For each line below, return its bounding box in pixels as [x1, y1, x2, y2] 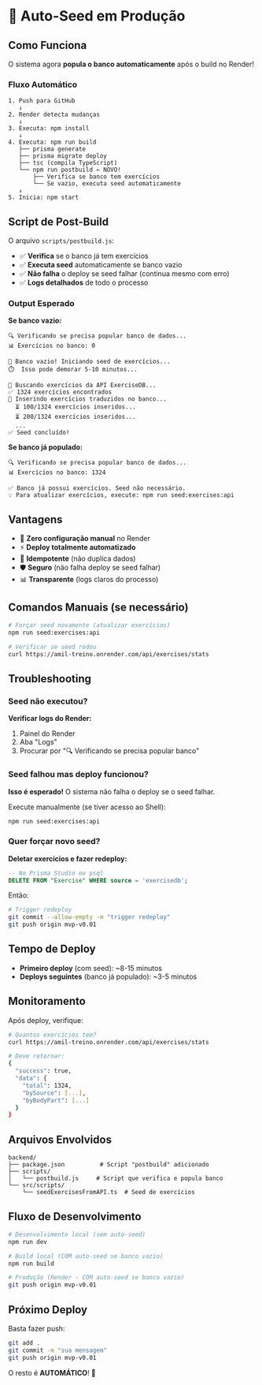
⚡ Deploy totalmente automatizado [19, 543, 136, 552]
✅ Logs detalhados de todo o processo [19, 278, 149, 287]
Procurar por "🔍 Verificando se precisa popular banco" [19, 746, 200, 756]
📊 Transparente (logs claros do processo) [19, 575, 159, 584]
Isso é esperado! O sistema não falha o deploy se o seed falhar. [8, 786, 216, 796]
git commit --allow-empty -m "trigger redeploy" [8, 913, 171, 921]
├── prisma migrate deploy [18, 152, 108, 160]
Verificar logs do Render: [8, 714, 92, 723]
